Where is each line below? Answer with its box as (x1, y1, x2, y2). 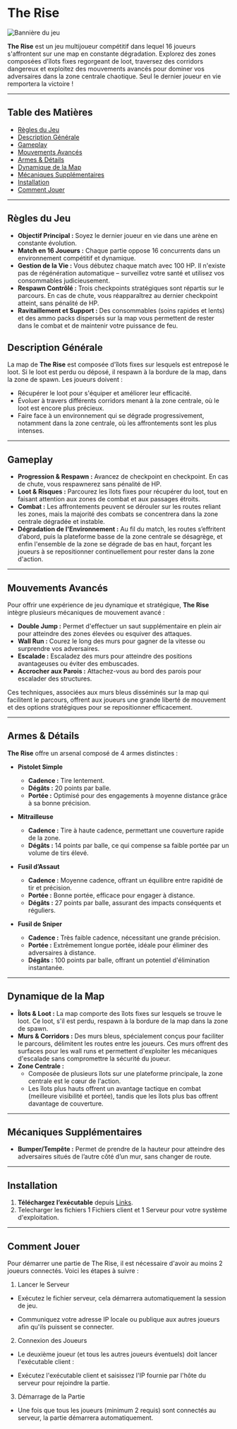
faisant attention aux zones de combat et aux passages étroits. (17, 495, 200, 503)
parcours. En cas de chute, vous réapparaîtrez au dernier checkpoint (17, 291, 218, 299)
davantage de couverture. (28, 1099, 104, 1108)
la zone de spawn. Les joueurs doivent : (7, 376, 123, 384)
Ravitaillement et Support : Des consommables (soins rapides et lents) (17, 306, 225, 315)
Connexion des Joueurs (17, 1337, 87, 1345)
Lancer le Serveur (17, 1280, 70, 1289)
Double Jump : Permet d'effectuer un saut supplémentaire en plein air (17, 622, 222, 630)
